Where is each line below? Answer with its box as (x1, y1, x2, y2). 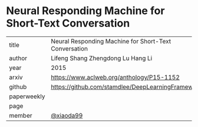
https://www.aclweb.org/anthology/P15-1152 (51, 73, 180, 81)
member (9, 111, 32, 119)
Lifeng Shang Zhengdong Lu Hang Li (51, 54, 153, 62)
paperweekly (9, 92, 45, 101)
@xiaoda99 (51, 111, 83, 119)
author (9, 54, 28, 62)
